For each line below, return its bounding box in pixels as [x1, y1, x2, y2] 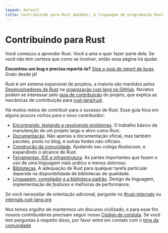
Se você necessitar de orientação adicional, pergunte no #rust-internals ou [5, 191, 161, 198]
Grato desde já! [5, 71, 37, 77]
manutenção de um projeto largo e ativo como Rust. [12, 128, 121, 134]
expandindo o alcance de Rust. [12, 149, 77, 155]
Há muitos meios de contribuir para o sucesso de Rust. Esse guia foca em [5, 107, 159, 113]
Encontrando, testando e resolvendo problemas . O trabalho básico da [12, 122, 157, 128]
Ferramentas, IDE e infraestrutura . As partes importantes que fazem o [12, 154, 158, 161]
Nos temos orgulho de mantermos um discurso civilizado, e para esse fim [5, 206, 158, 213]
